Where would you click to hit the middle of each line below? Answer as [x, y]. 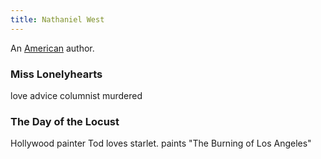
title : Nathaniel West [57, 19]
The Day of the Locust [65, 121]
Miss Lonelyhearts [56, 74]
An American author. [52, 48]
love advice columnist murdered [76, 95]
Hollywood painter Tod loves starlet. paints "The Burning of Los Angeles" [161, 143]
